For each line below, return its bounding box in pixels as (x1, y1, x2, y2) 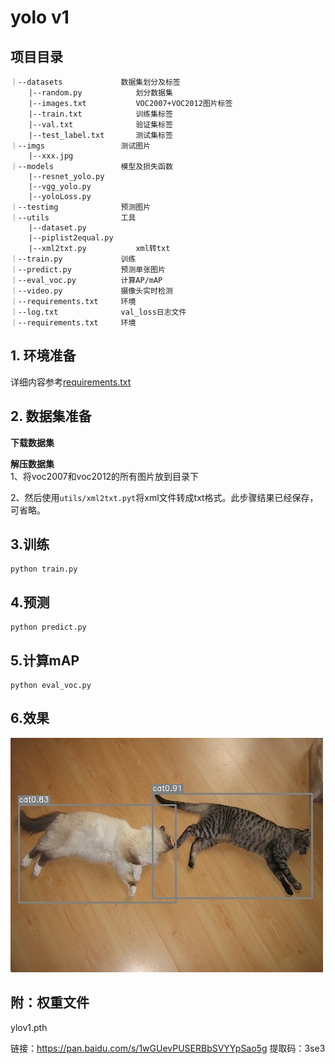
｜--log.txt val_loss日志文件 (10, 307, 187, 317)
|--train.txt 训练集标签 (28, 109, 173, 119)
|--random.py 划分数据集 (28, 88, 173, 98)
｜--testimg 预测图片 (10, 202, 152, 212)
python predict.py (10, 622, 87, 633)
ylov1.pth (10, 1021, 48, 1033)
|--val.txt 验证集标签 (28, 120, 173, 130)
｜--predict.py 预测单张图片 (10, 265, 166, 275)
